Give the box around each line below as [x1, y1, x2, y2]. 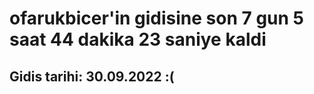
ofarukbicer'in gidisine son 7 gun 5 [9, 7, 304, 30]
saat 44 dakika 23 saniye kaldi [9, 28, 267, 51]
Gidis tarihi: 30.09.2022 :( [9, 68, 175, 85]
